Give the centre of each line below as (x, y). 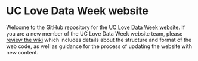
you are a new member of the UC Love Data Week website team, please (95, 33)
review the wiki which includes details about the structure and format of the (99, 40)
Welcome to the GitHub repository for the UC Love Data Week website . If (96, 27)
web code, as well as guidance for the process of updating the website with (99, 46)
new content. (22, 52)
